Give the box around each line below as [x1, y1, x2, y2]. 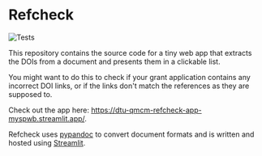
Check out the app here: [8, 105, 90, 115]
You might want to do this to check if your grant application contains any [8, 72, 251, 82]
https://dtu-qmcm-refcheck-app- [91, 105, 202, 115]
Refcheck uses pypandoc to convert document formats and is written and [8, 129, 255, 139]
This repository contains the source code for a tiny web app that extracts [8, 48, 252, 57]
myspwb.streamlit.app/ [8, 113, 85, 123]
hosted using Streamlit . [8, 137, 86, 147]
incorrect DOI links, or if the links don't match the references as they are [8, 81, 250, 91]
